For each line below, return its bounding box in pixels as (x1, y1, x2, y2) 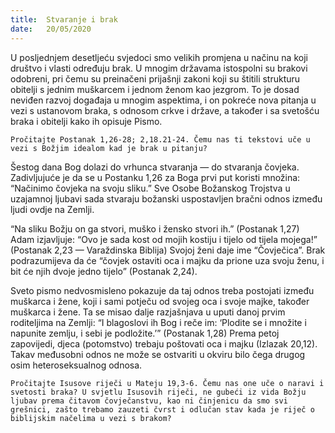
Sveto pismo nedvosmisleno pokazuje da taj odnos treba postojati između (10, 284, 315, 296)
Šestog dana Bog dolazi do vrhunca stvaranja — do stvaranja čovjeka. (10, 161, 300, 173)
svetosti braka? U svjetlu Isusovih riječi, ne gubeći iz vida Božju (10, 387, 307, 397)
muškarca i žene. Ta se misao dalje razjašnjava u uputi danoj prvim (10, 306, 286, 318)
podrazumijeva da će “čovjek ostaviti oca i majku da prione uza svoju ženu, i (10, 254, 325, 266)
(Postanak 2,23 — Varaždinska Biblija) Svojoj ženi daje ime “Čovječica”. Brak (10, 244, 326, 256)
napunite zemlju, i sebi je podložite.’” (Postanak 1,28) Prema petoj (10, 327, 280, 339)
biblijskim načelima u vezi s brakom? (10, 413, 172, 423)
